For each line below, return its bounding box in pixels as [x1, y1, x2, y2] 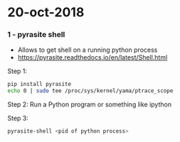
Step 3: [7, 114, 28, 123]
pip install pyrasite [7, 81, 72, 88]
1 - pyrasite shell [7, 30, 65, 40]
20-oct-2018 [7, 4, 85, 21]
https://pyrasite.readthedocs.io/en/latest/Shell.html [17, 53, 168, 62]
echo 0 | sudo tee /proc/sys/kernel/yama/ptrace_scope [7, 87, 174, 94]
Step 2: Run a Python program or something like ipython [7, 100, 172, 109]
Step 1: [7, 67, 27, 75]
